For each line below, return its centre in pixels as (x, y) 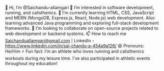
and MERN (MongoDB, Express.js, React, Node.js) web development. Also (80, 18)
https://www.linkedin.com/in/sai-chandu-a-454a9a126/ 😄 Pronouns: (75, 46)
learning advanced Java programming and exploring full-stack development (82, 23)
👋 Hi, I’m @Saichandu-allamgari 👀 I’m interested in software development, (80, 8)
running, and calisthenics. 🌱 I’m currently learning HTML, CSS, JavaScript (80, 13)
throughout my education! (31, 63)
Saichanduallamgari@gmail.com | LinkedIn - (50, 41)
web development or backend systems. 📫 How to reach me (66, 34)
